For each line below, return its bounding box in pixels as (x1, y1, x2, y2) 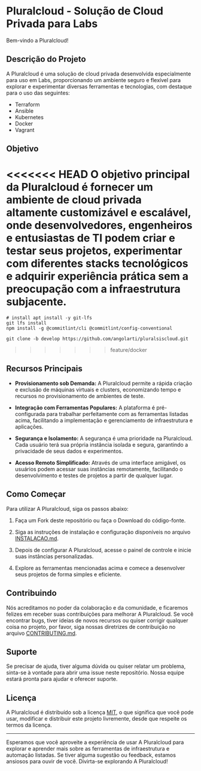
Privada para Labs (6, 17, 98, 31)
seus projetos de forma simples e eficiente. (14, 571, 121, 578)
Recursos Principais (6, 364, 83, 374)
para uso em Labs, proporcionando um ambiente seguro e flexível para (6, 76, 181, 83)
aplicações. (14, 423, 44, 430)
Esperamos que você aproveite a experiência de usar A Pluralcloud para (6, 739, 184, 746)
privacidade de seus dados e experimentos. (14, 447, 123, 454)
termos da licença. (6, 721, 52, 729)
